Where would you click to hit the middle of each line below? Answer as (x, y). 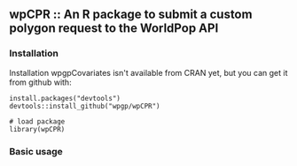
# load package (37, 121)
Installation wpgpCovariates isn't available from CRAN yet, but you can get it (148, 72)
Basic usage (36, 151)
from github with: (41, 82)
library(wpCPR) (37, 129)
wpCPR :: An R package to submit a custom (131, 15)
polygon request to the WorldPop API (114, 29)
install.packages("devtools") (65, 98)
